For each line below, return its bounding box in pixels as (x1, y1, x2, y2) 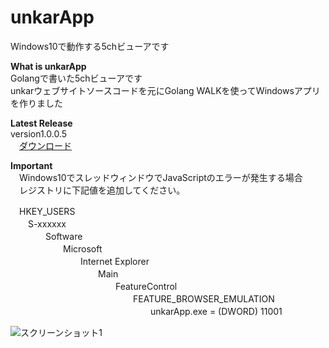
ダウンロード (19, 139, 72, 151)
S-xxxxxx (27, 217, 67, 230)
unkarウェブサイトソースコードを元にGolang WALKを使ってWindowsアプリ (10, 84, 321, 96)
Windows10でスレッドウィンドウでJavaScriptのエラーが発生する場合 (18, 171, 303, 183)
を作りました (10, 97, 63, 109)
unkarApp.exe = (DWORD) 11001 (149, 305, 283, 317)
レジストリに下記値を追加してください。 (18, 184, 186, 196)
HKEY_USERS (18, 205, 76, 217)
